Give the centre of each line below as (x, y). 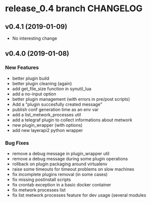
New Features (22, 68)
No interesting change (35, 38)
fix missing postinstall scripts (41, 180)
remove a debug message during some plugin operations (70, 158)
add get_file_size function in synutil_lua (52, 89)
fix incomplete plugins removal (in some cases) (60, 174)
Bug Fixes (17, 143)
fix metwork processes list (39, 190)
